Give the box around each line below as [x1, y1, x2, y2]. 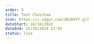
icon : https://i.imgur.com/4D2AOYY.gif [5, 17, 89, 22]
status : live [5, 31, 33, 36]
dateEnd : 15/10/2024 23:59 [5, 26, 62, 31]
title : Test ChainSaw [5, 12, 51, 17]
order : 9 [5, 7, 24, 13]
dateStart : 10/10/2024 [5, 21, 53, 27]
